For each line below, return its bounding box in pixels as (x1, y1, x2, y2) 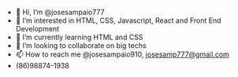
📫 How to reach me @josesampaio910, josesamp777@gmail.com (15, 49, 230, 59)
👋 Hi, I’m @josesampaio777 (15, 8, 105, 16)
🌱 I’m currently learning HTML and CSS (15, 32, 143, 42)
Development (15, 24, 60, 33)
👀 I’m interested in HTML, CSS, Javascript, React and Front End (15, 16, 222, 25)
